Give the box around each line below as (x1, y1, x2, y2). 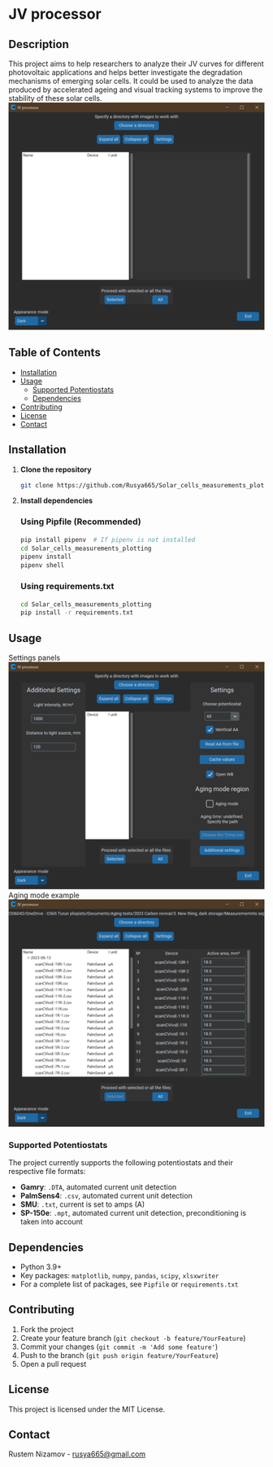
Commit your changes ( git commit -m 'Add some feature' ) (19, 1342, 219, 1351)
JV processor (8, 5, 102, 24)
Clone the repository (19, 465, 92, 474)
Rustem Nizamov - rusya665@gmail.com (8, 1449, 146, 1459)
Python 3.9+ (19, 1262, 63, 1272)
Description (8, 37, 69, 51)
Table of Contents (8, 346, 102, 360)
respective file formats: (8, 1167, 86, 1177)
